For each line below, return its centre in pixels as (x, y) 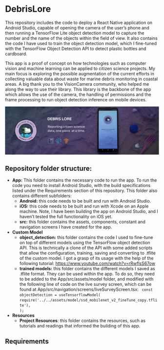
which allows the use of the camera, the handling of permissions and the (78, 94)
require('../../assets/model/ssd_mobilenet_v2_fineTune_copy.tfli (88, 300)
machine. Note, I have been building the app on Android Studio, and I (89, 211)
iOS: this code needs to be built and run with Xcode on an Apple (84, 206)
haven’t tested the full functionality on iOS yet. (66, 217)
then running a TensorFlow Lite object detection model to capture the (75, 33)
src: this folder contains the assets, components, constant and (82, 222)
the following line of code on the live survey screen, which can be (85, 284)
